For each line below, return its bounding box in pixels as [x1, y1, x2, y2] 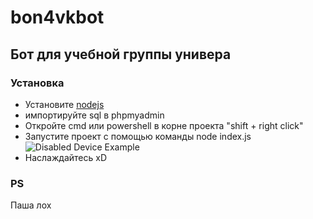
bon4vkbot [10, 6, 105, 29]
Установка [10, 76, 65, 90]
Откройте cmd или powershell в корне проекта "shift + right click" [24, 119, 304, 131]
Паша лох [10, 199, 52, 211]
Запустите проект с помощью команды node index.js [24, 130, 252, 142]
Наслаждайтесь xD [24, 151, 107, 163]
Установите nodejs [24, 98, 105, 110]
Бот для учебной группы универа [10, 46, 232, 63]
